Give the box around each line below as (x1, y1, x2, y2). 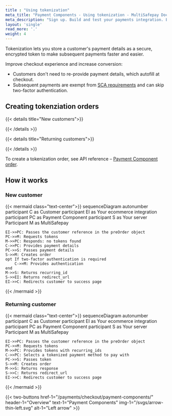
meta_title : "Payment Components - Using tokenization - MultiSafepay (5, 12, 159, 17)
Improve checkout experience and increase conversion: (5, 61, 123, 67)
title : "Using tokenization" (5, 7, 70, 13)
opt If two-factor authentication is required (5, 257, 106, 262)
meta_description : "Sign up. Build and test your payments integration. (5, 17, 164, 22)
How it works (5, 176, 48, 185)
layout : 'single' (5, 22, 42, 27)
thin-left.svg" (5, 405, 33, 411)
